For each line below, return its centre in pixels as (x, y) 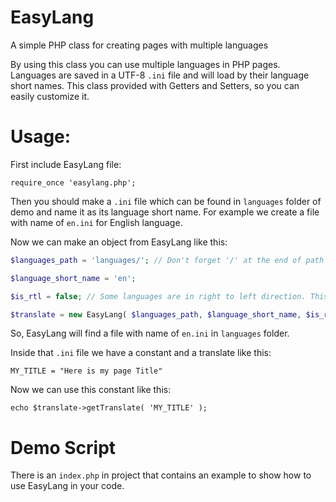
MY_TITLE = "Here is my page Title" (86, 371)
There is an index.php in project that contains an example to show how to (161, 475)
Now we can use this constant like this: (91, 390)
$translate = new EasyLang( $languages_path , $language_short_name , (156, 314)
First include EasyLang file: (66, 164)
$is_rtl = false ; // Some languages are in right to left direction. (158, 296)
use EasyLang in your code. (67, 486)
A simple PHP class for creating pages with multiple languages (139, 45)
